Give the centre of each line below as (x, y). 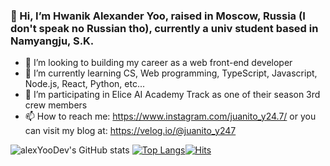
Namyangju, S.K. (52, 41)
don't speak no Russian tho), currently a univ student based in (164, 28)
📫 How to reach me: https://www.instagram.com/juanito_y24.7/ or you (170, 116)
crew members (56, 105)
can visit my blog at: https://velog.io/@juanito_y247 (130, 131)
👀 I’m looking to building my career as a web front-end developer (158, 63)
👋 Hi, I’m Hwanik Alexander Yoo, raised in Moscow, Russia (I (158, 16)
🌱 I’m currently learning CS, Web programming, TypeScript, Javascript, (171, 73)
